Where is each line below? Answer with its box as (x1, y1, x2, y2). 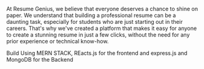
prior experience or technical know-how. (6, 38, 109, 45)
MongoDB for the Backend (6, 56, 74, 63)
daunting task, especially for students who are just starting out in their (6, 18, 183, 25)
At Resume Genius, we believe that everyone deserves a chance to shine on (6, 5, 198, 12)
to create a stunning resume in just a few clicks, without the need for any (6, 31, 190, 38)
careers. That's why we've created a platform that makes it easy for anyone (6, 24, 197, 32)
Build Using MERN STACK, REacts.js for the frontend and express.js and (6, 49, 188, 57)
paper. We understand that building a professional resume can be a (6, 12, 176, 19)
